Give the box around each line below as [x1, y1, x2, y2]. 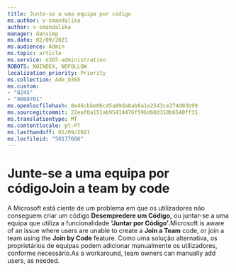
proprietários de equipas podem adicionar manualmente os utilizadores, [7, 242, 218, 250]
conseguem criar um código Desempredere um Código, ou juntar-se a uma [7, 211, 229, 220]
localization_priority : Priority [7, 69, 106, 76]
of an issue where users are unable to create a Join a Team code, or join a [7, 227, 225, 235]
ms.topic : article [7, 50, 62, 57]
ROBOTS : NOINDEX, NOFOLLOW [7, 63, 87, 70]
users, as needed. [7, 256, 60, 265]
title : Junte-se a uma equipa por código [7, 10, 132, 18]
